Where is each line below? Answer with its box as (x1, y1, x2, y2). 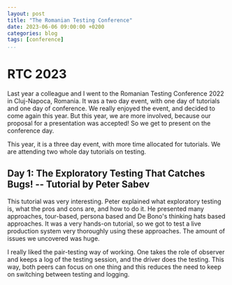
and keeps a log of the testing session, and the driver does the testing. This (7, 255, 225, 263)
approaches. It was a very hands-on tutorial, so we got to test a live (7, 219, 201, 228)
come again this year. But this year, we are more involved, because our (7, 112, 211, 120)
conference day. (7, 126, 55, 135)
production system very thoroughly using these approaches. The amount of (7, 226, 226, 235)
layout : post (7, 10, 45, 17)
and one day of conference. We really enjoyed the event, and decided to (7, 104, 215, 112)
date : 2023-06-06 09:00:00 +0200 (7, 23, 105, 30)
